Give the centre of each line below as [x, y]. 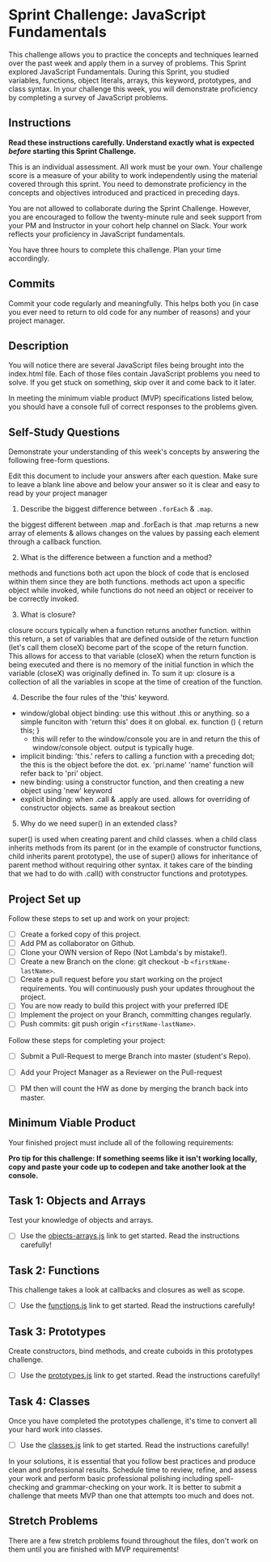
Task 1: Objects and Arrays [77, 1201]
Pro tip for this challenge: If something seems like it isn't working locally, [133, 1158]
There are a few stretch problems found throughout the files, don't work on [133, 1540]
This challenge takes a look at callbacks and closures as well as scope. [127, 1290]
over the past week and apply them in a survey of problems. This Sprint [127, 63]
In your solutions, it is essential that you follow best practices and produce [132, 1461]
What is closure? [48, 615]
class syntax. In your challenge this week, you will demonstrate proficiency [133, 89]
